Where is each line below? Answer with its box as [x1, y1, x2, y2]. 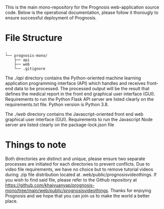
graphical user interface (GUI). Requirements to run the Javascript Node [5, 116, 153, 122]
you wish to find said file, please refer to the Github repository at [5, 177, 137, 183]
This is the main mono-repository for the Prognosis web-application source [5, 4, 160, 10]
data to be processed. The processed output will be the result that [14, 85, 150, 91]
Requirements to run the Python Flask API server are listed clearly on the [5, 96, 154, 102]
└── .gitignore [14, 66, 46, 71]
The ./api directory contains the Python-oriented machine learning [5, 75, 141, 81]
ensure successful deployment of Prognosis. [5, 15, 97, 20]
